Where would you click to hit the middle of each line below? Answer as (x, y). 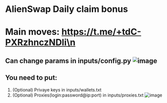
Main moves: (32, 32)
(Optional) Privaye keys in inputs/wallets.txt (57, 90)
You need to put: (31, 78)
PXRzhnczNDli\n (40, 43)
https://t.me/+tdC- (101, 32)
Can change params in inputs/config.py (68, 61)
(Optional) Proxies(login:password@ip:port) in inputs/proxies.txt (78, 95)
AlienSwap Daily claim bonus (67, 9)
